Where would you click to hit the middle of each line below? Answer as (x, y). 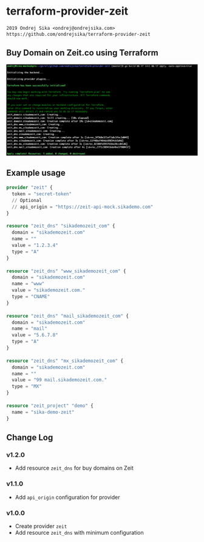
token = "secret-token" (42, 194)
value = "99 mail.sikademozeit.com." (59, 380)
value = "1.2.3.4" (35, 245)
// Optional (27, 200)
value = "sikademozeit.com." (49, 290)
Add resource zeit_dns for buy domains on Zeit (74, 468)
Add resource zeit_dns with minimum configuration (79, 532)
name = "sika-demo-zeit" (43, 412)
